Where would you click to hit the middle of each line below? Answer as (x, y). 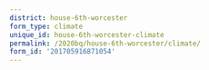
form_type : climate (46, 26)
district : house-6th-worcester (69, 18)
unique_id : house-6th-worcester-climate (87, 35)
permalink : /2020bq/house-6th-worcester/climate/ (105, 43)
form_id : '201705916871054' (63, 52)
